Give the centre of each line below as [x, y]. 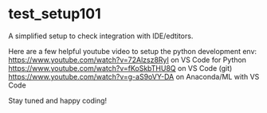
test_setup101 [55, 14]
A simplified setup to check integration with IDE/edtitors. [101, 36]
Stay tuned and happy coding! [58, 100]
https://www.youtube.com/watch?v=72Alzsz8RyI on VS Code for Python [128, 60]
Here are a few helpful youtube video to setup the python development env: [133, 51]
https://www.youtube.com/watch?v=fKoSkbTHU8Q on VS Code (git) [120, 68]
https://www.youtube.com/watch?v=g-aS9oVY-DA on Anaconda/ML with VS [134, 76]
